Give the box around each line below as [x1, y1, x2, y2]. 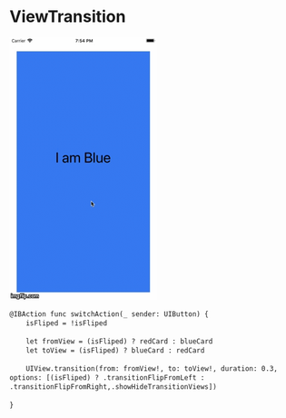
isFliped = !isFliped [25, 318, 107, 328]
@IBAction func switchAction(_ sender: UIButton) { [9, 309, 209, 319]
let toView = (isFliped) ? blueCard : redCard [25, 345, 205, 355]
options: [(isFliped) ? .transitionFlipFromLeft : [9, 373, 205, 383]
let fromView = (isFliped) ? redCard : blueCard [25, 336, 213, 346]
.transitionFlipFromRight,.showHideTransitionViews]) [9, 382, 218, 392]
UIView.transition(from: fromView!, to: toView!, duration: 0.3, [25, 363, 279, 373]
